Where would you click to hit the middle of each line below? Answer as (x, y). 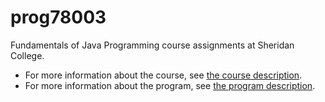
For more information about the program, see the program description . (170, 85)
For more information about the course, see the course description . (163, 75)
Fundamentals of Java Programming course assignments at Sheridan (152, 45)
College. (27, 55)
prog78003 (58, 17)
